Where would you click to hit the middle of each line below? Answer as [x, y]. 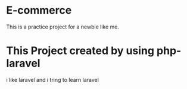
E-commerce [39, 10]
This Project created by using [80, 51]
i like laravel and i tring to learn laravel [53, 80]
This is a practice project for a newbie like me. [63, 27]
